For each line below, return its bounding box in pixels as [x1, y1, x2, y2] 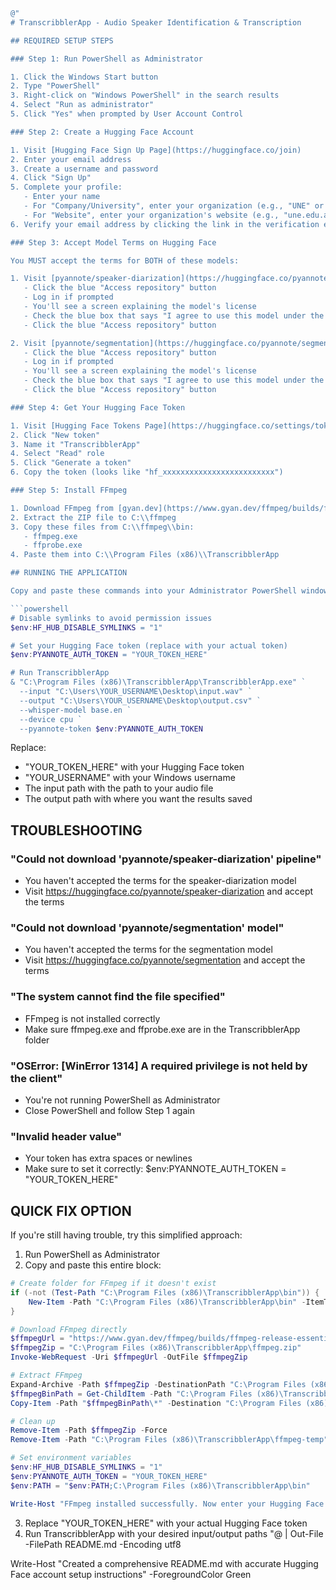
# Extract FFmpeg [10, 1370, 83, 1381]
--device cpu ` [19, 714, 83, 724]
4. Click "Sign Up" [10, 173, 92, 183]
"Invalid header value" [10, 1129, 123, 1143]
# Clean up [10, 1416, 56, 1426]
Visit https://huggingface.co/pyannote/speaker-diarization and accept [24, 885, 314, 898]
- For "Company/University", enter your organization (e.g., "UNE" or [23, 201, 325, 211]
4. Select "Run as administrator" [10, 100, 155, 110]
